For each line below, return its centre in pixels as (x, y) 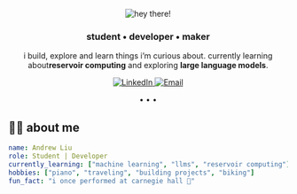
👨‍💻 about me (44, 127)
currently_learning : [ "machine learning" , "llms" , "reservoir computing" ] (149, 164)
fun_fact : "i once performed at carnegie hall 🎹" (102, 181)
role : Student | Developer (58, 156)
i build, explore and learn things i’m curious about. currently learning (148, 56)
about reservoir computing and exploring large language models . (148, 66)
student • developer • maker (148, 36)
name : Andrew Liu (40, 148)
